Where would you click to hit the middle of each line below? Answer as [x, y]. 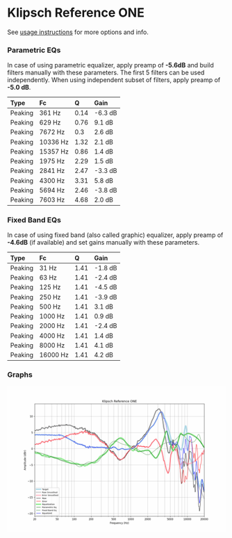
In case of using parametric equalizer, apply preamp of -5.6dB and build [110, 65]
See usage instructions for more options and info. [78, 32]
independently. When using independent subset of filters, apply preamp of [114, 80]
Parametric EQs [34, 50]
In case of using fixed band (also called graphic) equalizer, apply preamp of [115, 235]
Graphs [20, 375]
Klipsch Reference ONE [76, 13]
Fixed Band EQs [34, 220]
